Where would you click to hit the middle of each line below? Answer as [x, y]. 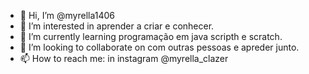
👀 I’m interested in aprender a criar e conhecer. [117, 26]
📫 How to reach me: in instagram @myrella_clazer [124, 58]
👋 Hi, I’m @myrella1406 [67, 15]
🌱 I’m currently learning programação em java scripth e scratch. [151, 36]
